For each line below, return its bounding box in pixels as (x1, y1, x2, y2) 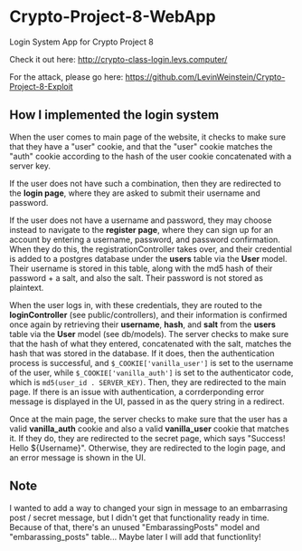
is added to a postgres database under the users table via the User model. (9, 253, 288, 264)
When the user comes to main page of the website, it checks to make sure (9, 131, 287, 142)
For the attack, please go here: (9, 71, 124, 82)
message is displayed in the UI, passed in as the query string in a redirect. (9, 396, 285, 407)
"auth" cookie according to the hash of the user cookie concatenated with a (9, 150, 292, 161)
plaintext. (9, 282, 44, 293)
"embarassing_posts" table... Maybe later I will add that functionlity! (9, 531, 261, 542)
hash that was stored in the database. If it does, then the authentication (9, 347, 275, 359)
